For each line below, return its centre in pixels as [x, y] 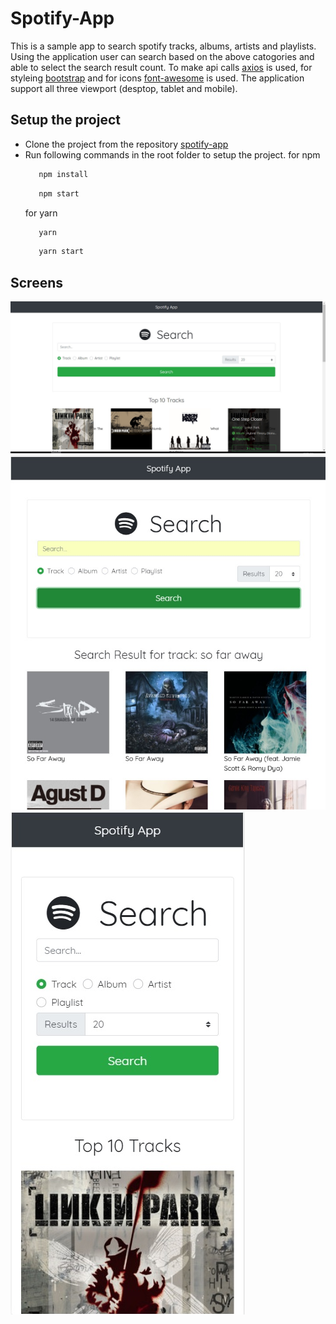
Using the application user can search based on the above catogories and [162, 56]
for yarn [41, 213]
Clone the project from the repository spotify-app [126, 144]
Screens [36, 282]
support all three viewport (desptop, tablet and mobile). [124, 88]
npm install [63, 174]
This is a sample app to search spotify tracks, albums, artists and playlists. [163, 46]
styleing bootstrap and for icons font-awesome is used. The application [157, 78]
